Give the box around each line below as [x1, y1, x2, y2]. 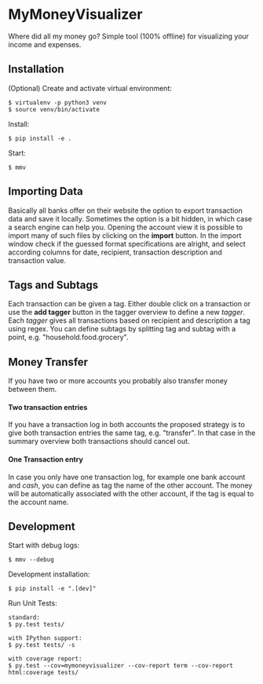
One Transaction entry [8, 454, 84, 464]
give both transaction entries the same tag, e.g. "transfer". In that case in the [8, 428, 256, 437]
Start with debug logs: [8, 540, 80, 550]
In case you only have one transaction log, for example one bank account [8, 472, 246, 481]
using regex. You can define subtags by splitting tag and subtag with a [8, 324, 236, 334]
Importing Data [8, 185, 84, 198]
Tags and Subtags [8, 278, 99, 291]
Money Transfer [8, 355, 89, 368]
